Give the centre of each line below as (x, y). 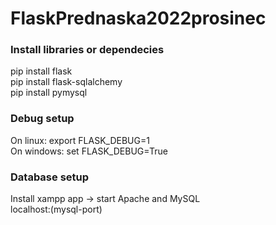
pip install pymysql (49, 93)
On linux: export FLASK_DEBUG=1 (80, 140)
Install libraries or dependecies (87, 50)
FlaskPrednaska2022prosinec (138, 18)
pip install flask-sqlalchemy (66, 82)
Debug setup (42, 119)
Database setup (50, 177)
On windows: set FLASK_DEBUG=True (89, 151)
